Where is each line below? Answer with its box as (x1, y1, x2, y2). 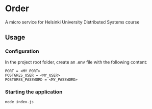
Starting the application (5, 88, 63, 95)
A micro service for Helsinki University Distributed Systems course (5, 19, 140, 25)
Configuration (5, 48, 39, 55)
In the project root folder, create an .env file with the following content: (5, 59, 148, 65)
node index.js (5, 99, 34, 104)
